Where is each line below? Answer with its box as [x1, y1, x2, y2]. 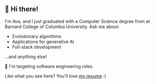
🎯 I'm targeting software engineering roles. [5, 63, 94, 69]
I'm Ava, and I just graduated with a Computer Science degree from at [5, 18, 150, 24]
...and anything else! [5, 53, 47, 59]
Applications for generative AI [12, 38, 74, 44]
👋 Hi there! [5, 5, 39, 13]
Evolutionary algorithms [12, 33, 62, 39]
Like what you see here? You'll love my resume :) [5, 73, 107, 79]
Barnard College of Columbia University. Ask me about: [5, 23, 120, 29]
